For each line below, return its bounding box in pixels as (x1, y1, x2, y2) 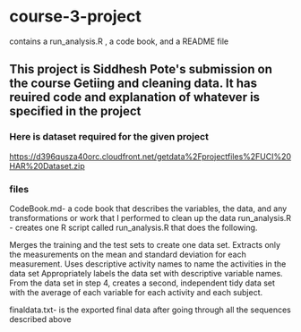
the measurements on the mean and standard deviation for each (9, 249, 246, 260)
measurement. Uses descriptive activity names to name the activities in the (9, 258, 287, 269)
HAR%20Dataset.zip (9, 160, 85, 171)
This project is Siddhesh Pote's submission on (9, 62, 273, 77)
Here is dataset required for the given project (9, 131, 209, 143)
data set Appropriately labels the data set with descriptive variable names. (9, 268, 284, 278)
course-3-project (9, 6, 142, 27)
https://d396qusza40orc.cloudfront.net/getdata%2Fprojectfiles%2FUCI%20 (9, 150, 292, 162)
